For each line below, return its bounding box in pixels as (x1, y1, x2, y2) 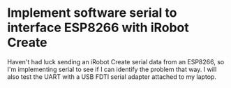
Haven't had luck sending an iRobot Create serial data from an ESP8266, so (7, 57, 225, 66)
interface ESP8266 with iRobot (7, 20, 190, 36)
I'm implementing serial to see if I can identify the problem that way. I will (7, 65, 217, 73)
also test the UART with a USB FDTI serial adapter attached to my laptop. (7, 72, 216, 81)
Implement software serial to (7, 5, 177, 21)
